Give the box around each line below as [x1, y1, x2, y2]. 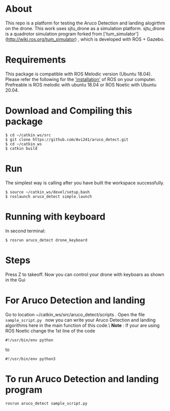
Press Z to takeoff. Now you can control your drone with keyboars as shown [5, 271, 164, 278]
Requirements [5, 54, 66, 66]
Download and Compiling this [5, 105, 132, 117]
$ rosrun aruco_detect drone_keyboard [5, 237, 88, 242]
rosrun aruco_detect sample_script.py [5, 401, 88, 406]
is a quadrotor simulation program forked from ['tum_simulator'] [5, 31, 139, 37]
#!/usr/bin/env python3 [5, 356, 56, 362]
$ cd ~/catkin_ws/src [5, 132, 51, 138]
